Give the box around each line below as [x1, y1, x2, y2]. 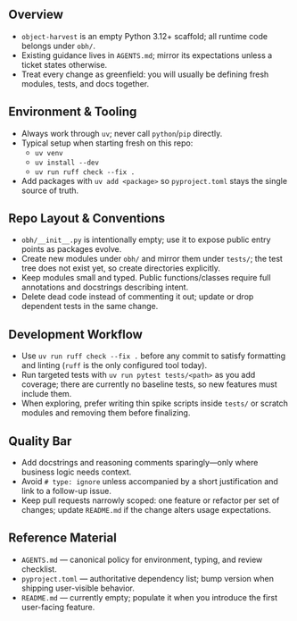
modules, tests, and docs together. [21, 78, 149, 88]
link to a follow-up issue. [21, 486, 112, 497]
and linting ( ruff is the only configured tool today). [21, 360, 208, 371]
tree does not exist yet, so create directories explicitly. [21, 263, 220, 273]
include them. [21, 389, 72, 399]
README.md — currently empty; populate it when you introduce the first [21, 592, 278, 602]
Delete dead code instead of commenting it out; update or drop [21, 291, 254, 302]
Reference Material [8, 531, 117, 546]
